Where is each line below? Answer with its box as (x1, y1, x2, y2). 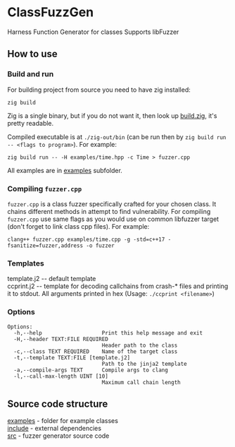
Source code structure (7, 398, 108, 410)
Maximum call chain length (101, 379, 181, 386)
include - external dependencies (7, 424, 102, 433)
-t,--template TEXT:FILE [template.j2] (13, 354, 131, 361)
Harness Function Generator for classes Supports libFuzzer (7, 28, 179, 36)
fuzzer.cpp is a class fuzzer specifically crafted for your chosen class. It (7, 199, 217, 208)
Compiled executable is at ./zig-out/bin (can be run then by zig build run (7, 132, 227, 141)
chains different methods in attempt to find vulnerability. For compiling (7, 207, 211, 215)
